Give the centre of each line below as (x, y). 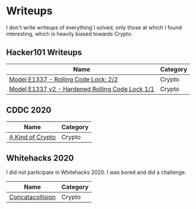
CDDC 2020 (29, 110)
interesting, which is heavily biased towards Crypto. (69, 33)
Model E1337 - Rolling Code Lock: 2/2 (64, 79)
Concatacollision (33, 197)
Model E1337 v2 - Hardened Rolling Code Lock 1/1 (82, 89)
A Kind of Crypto (32, 137)
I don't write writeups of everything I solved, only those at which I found (94, 27)
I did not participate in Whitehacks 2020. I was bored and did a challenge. (97, 172)
